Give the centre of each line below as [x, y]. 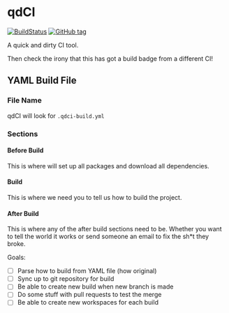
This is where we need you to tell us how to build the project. [95, 197]
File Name [24, 101]
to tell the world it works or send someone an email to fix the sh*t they [108, 236]
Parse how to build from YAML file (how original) [87, 271]
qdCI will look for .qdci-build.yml [56, 115]
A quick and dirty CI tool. [43, 45]
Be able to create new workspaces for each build [88, 303]
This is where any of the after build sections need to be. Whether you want [114, 229]
